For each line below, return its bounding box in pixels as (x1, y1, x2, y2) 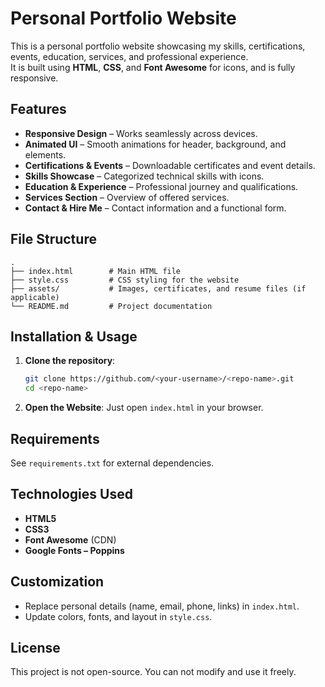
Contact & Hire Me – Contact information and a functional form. (24, 202, 287, 214)
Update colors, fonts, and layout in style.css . (24, 610, 213, 622)
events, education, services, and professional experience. (10, 50, 249, 62)
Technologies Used (10, 486, 133, 503)
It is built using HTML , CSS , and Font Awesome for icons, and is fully (10, 61, 296, 73)
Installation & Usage (10, 328, 138, 345)
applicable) (10, 292, 60, 302)
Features (10, 101, 67, 118)
